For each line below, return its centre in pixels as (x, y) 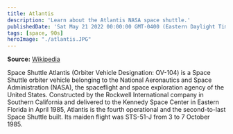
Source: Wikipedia (34, 59)
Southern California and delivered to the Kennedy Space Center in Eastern (113, 102)
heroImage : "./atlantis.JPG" (49, 40)
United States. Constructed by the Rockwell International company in (106, 95)
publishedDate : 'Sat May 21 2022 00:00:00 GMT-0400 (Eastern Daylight (111, 26)
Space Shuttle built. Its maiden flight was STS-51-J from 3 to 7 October (109, 117)
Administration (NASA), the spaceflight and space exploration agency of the (115, 87)
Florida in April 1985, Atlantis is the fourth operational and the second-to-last (116, 110)
